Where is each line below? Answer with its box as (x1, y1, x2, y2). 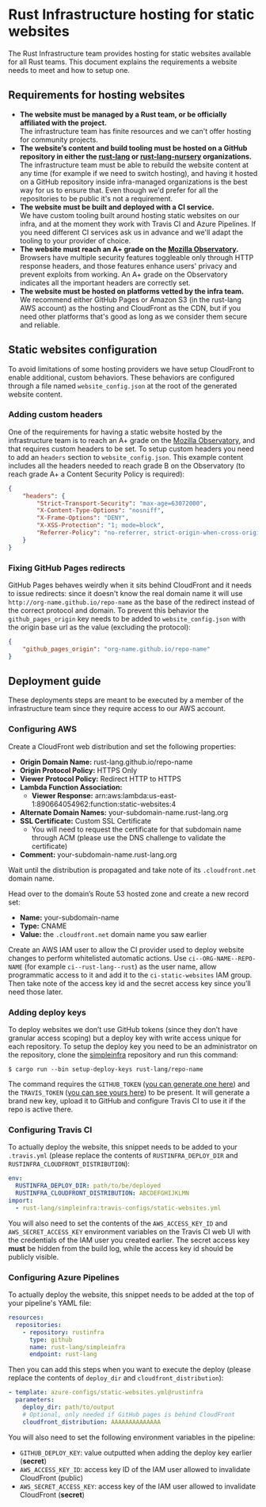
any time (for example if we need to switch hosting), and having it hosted (19, 168, 258, 178)
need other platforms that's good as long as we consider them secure (19, 312, 248, 321)
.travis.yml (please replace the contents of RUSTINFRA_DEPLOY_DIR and (8, 1151, 239, 1161)
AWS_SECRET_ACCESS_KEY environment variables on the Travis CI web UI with (8, 1226, 251, 1236)
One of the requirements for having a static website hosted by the (8, 426, 223, 437)
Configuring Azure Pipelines (8, 1272, 120, 1283)
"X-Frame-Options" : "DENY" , (36, 514, 129, 522)
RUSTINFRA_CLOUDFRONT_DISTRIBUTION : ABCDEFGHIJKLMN (15, 1189, 190, 1198)
